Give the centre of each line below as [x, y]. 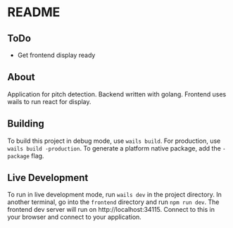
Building [26, 124]
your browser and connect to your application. [75, 217]
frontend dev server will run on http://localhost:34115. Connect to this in [111, 210]
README [34, 12]
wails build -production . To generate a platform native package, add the [114, 148]
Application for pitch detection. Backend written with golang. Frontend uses [117, 94]
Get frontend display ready [56, 55]
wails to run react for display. [49, 101]
